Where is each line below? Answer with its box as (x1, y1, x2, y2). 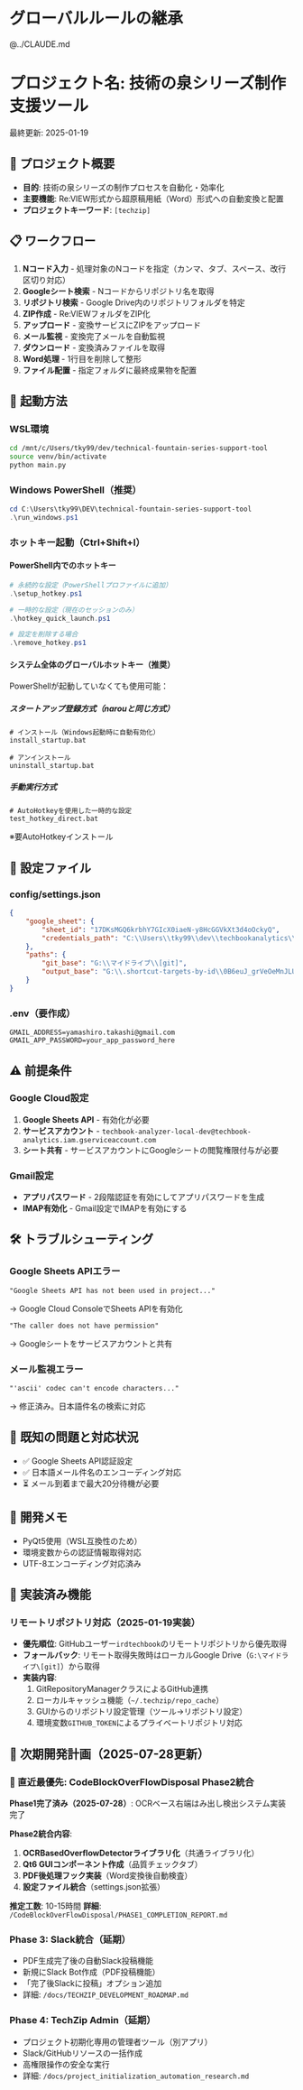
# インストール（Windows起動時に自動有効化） (9, 728, 161, 737)
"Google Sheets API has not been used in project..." (9, 1286, 216, 1295)
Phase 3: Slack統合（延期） (9, 1933, 131, 1946)
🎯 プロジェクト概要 (9, 156, 115, 171)
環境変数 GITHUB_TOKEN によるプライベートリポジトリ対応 (35, 1717, 243, 1728)
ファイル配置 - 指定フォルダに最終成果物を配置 (22, 365, 197, 375)
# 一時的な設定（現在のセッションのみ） (9, 606, 139, 615)
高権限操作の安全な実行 (22, 2058, 110, 2069)
